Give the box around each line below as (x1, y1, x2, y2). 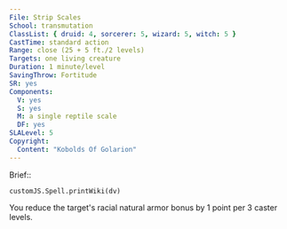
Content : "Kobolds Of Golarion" (17, 145, 138, 154)
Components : (9, 87, 53, 96)
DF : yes (17, 121, 46, 130)
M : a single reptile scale (17, 112, 117, 121)
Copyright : (9, 137, 50, 146)
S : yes (17, 104, 42, 113)
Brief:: (9, 170, 32, 180)
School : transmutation (9, 21, 93, 30)
